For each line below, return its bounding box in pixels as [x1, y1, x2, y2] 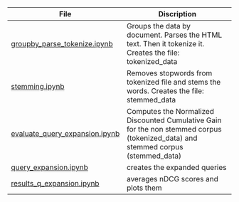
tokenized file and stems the [127, 78, 221, 87]
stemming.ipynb [11, 82, 65, 91]
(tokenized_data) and [127, 133, 198, 143]
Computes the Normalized [127, 107, 215, 116]
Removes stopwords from [127, 68, 213, 78]
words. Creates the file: [127, 86, 204, 95]
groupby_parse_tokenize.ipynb [11, 39, 114, 48]
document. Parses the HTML [127, 30, 223, 40]
